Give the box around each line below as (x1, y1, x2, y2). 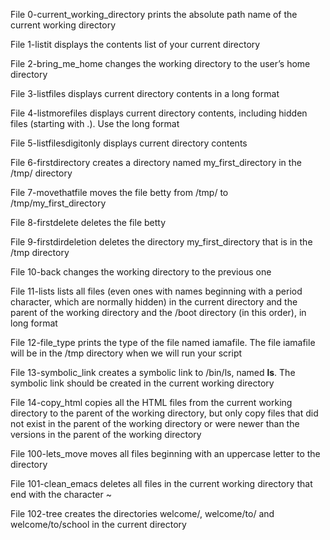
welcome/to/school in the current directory (10, 519, 187, 530)
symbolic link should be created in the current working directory (10, 377, 275, 389)
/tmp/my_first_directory (10, 197, 107, 209)
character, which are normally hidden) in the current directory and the (10, 296, 298, 308)
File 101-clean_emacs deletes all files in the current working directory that (10, 478, 313, 489)
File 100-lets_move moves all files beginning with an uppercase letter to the (10, 448, 321, 459)
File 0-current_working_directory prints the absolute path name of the (10, 9, 298, 20)
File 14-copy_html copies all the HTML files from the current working (10, 397, 293, 408)
